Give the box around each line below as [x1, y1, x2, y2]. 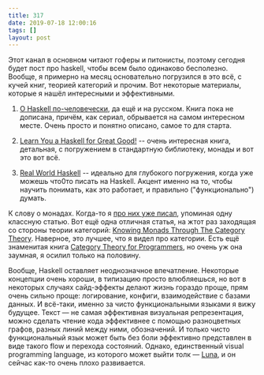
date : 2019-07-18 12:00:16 [8, 19, 97, 27]
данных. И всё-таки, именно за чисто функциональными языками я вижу [8, 299, 256, 309]
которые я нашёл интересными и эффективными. [8, 88, 175, 99]
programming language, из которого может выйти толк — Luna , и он [8, 350, 236, 359]
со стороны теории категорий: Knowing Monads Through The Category [8, 226, 246, 235]
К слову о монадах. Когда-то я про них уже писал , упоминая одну [8, 208, 232, 218]
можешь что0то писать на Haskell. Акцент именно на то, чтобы [19, 177, 232, 186]
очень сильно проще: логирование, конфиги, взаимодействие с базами [8, 291, 251, 301]
